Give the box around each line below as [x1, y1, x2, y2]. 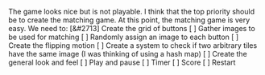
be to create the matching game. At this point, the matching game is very [8, 15, 251, 25]
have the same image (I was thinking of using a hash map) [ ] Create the [8, 49, 247, 58]
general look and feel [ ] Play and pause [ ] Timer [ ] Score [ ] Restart [8, 57, 236, 67]
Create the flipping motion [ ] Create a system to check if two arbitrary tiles [8, 41, 258, 50]
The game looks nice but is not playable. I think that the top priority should [8, 7, 255, 16]
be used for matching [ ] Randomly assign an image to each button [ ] [8, 32, 239, 41]
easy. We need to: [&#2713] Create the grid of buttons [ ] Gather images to [8, 24, 255, 33]
